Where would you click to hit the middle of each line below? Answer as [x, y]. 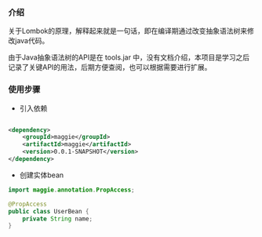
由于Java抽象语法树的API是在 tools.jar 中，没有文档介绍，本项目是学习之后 [129, 57]
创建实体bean [42, 175]
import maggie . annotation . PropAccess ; [71, 190]
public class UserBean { [49, 211]
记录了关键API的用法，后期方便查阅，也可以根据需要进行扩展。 [110, 67]
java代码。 [32, 41]
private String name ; [57, 219]
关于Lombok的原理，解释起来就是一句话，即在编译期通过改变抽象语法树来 [128, 31]
